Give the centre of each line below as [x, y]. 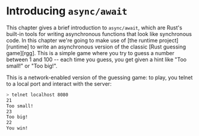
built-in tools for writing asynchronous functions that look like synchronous [99, 34]
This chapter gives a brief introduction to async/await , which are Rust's [94, 28]
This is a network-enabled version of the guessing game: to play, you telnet [99, 77]
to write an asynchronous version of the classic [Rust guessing [108, 47]
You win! [17, 128]
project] [169, 40]
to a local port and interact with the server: [59, 84]
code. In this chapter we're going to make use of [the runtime [82, 40]
